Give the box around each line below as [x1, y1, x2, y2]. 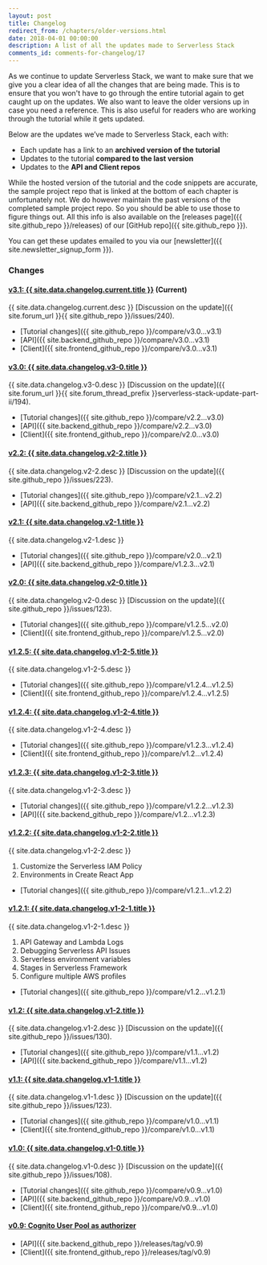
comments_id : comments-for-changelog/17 [8, 49, 146, 57]
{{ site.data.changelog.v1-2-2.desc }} [8, 845, 131, 855]
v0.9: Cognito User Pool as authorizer [8, 1221, 136, 1230]
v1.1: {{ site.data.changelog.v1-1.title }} [8, 1074, 142, 1084]
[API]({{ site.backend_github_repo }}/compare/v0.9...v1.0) [19, 1193, 211, 1203]
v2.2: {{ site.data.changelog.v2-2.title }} [8, 448, 148, 458]
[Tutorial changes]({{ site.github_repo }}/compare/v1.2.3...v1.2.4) [19, 741, 234, 750]
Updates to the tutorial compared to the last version [19, 154, 194, 163]
